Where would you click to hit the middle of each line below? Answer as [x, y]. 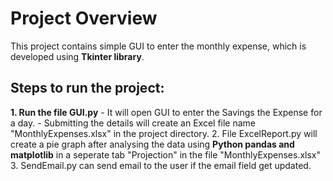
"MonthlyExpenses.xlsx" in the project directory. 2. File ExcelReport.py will [164, 133]
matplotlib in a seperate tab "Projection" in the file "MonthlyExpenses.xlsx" [166, 154]
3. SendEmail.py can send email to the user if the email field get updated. [161, 165]
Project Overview [84, 18]
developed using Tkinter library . [77, 56]
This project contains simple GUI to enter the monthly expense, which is [158, 46]
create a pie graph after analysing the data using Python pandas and [152, 144]
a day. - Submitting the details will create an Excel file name [133, 123]
